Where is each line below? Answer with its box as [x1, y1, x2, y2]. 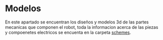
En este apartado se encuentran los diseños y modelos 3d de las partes [5, 19, 149, 25]
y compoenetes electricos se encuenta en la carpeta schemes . [5, 29, 131, 35]
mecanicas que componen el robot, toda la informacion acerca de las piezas [5, 24, 159, 30]
